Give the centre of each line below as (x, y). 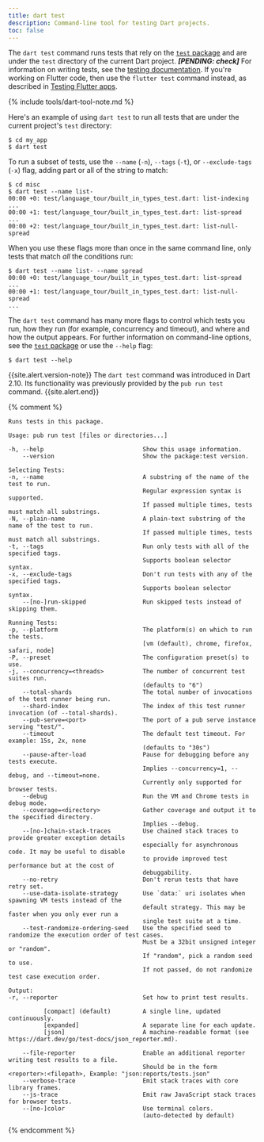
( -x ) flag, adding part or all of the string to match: (88, 171)
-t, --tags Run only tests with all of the (128, 547)
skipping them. (33, 609)
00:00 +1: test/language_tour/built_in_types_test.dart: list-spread (125, 213)
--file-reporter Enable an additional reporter (134, 1053)
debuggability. (168, 873)
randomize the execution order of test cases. (86, 935)
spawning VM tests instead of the (65, 901)
